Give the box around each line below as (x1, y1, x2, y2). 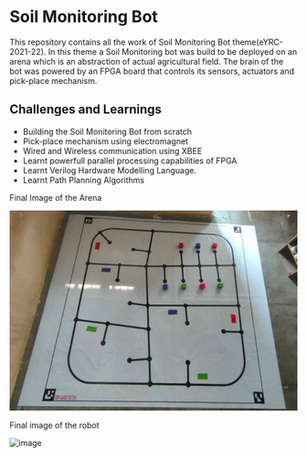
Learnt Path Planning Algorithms (22, 174, 145, 185)
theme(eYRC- (232, 36, 283, 47)
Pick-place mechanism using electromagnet (22, 135, 189, 147)
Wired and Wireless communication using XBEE (22, 145, 203, 156)
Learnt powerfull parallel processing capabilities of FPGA (22, 155, 238, 166)
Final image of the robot (9, 420, 100, 431)
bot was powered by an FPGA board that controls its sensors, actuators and (9, 66, 295, 77)
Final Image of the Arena (9, 192, 102, 203)
